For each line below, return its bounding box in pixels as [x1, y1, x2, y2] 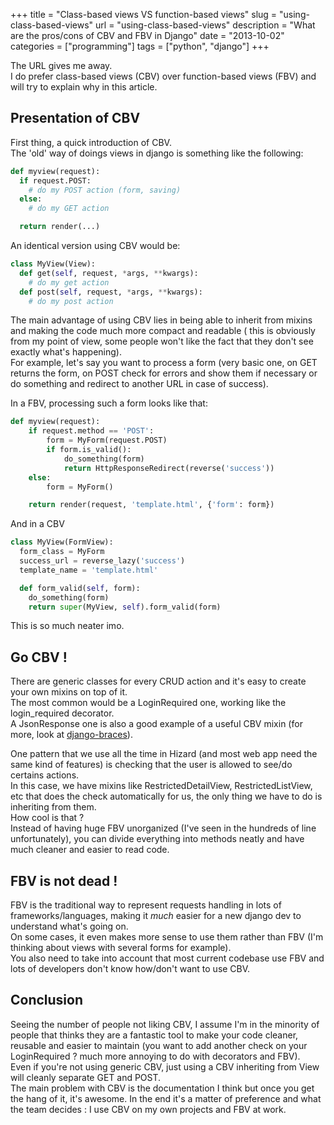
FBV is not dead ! [10, 872, 118, 889]
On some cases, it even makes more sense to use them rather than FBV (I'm [10, 931, 324, 943]
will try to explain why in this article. [10, 81, 158, 93]
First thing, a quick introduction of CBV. [10, 136, 172, 148]
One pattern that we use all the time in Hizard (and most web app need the [10, 748, 318, 760]
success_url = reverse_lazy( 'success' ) [19, 556, 186, 566]
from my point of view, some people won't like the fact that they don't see [10, 335, 314, 348]
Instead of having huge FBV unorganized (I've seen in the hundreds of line [10, 822, 317, 834]
